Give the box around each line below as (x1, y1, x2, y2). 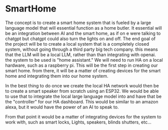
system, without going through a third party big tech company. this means (5, 46, 158, 52)
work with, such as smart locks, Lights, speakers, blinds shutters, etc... (5, 119, 152, 125)
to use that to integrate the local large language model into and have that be (5, 93, 162, 99)
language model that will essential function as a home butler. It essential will (5, 25, 162, 31)
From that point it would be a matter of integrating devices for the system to (5, 113, 161, 119)
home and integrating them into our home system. (5, 73, 109, 79)
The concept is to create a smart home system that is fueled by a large (5, 20, 151, 26)
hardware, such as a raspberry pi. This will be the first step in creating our (5, 62, 158, 68)
